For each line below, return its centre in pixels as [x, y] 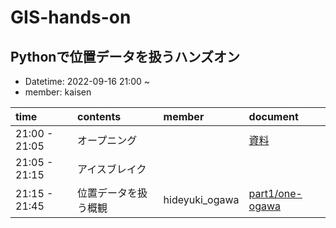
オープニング [107, 140]
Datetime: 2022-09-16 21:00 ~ [87, 81]
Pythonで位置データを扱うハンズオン [125, 56]
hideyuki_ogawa [201, 199]
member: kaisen [58, 92]
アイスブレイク [112, 169]
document [273, 116]
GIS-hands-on [71, 17]
